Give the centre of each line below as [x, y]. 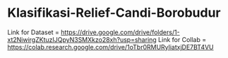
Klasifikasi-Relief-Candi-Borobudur [114, 13]
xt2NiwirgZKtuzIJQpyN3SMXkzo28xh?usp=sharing [82, 39]
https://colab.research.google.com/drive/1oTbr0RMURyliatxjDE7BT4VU [110, 47]
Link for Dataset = [34, 32]
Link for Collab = [182, 39]
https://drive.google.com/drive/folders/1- [120, 32]
